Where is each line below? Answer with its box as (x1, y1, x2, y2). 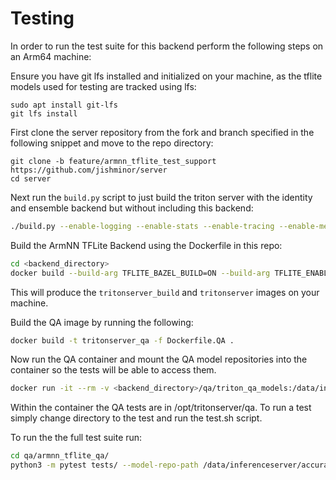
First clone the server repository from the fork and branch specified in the (10, 126, 315, 138)
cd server (10, 173, 52, 184)
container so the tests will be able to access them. (10, 364, 217, 376)
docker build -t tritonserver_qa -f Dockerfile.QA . (10, 335, 235, 346)
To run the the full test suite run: (10, 432, 143, 444)
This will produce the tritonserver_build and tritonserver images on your (10, 286, 320, 298)
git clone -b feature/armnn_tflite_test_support (10, 156, 217, 166)
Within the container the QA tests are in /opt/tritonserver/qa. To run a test (10, 402, 312, 414)
